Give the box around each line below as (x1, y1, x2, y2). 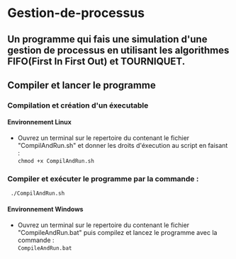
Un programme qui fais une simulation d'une (7, 33, 208, 45)
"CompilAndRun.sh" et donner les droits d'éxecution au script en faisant (17, 142, 228, 150)
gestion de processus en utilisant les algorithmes (7, 44, 230, 56)
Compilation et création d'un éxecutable (7, 100, 149, 110)
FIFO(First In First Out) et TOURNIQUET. (7, 55, 186, 67)
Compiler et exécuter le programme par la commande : (7, 174, 199, 184)
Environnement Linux (7, 118, 72, 127)
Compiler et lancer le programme (7, 79, 156, 91)
